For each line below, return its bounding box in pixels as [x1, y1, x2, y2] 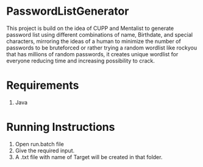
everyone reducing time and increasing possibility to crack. [6, 57, 155, 64]
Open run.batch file [15, 140, 64, 147]
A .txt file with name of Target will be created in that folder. [15, 153, 163, 160]
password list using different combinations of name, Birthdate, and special [6, 31, 193, 38]
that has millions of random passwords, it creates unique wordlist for [6, 50, 179, 58]
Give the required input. [15, 147, 75, 154]
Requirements [6, 78, 79, 92]
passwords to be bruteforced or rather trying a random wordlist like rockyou [6, 44, 197, 51]
